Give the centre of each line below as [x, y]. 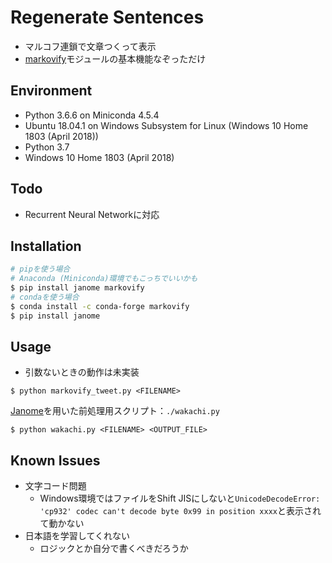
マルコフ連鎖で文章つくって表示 [90, 46]
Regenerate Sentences [107, 17]
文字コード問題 [55, 486]
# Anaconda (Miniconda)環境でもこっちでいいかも [104, 279]
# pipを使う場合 [40, 269]
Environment [51, 91]
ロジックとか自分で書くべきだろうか [114, 548]
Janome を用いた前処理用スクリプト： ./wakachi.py [115, 411]
